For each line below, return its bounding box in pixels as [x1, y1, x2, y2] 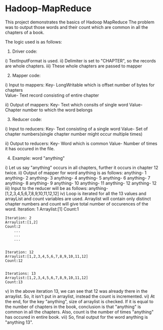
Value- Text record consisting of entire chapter [5, 92, 99, 98]
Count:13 [5, 279, 23, 285]
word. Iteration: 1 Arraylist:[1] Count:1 [5, 206, 79, 212]
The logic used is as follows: [5, 39, 62, 44]
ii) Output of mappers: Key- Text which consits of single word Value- [5, 102, 143, 107]
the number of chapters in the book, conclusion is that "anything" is [5, 304, 142, 309]
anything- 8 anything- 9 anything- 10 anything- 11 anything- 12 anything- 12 [5, 180, 157, 186]
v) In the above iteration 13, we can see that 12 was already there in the [5, 288, 148, 294]
